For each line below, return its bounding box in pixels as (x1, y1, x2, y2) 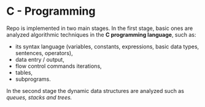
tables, (15, 68, 33, 76)
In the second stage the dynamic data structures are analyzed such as (6, 87, 184, 94)
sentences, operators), (15, 49, 73, 56)
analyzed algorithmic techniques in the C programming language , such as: (6, 31, 196, 38)
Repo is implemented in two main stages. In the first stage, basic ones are (6, 24, 193, 32)
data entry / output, (15, 56, 64, 63)
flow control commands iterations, (15, 62, 102, 70)
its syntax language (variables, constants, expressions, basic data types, (15, 43, 199, 50)
